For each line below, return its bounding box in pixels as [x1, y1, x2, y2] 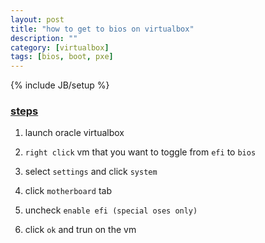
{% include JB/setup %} [10, 79, 110, 91]
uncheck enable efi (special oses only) [24, 204, 198, 216]
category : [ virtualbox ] [10, 42, 110, 53]
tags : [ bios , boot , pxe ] [10, 52, 114, 62]
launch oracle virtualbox [24, 127, 125, 139]
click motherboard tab [24, 185, 112, 197]
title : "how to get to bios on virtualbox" [10, 24, 195, 34]
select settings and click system [24, 166, 158, 178]
